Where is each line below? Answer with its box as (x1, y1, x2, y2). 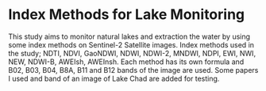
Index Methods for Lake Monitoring (8, 6, 245, 24)
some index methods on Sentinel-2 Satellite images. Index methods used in (8, 40, 255, 49)
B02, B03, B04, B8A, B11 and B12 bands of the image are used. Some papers (8, 65, 259, 74)
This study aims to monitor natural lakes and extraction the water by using (8, 32, 251, 41)
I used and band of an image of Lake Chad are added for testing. (8, 74, 220, 83)
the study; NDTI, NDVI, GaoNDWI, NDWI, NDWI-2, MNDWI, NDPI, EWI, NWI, (8, 48, 256, 58)
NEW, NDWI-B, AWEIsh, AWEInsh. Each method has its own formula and (8, 57, 245, 66)
